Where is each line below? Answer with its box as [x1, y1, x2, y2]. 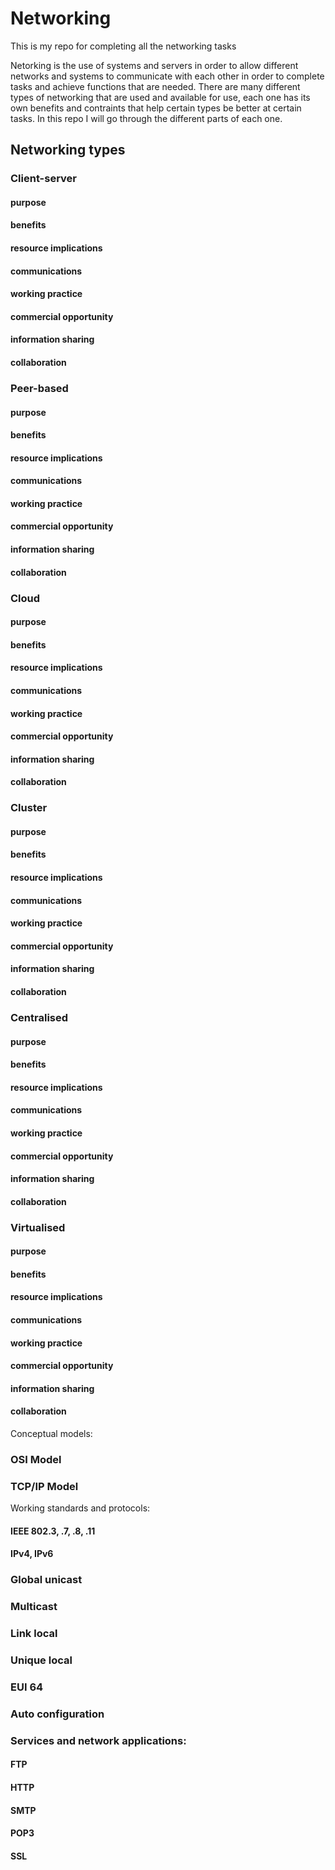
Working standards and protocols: [10, 1502, 151, 1514]
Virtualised [10, 1220, 66, 1234]
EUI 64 [10, 1680, 44, 1694]
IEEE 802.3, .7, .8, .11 [10, 1525, 96, 1537]
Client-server [10, 172, 78, 186]
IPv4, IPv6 [10, 1548, 54, 1560]
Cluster [10, 801, 48, 815]
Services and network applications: [10, 1733, 187, 1747]
